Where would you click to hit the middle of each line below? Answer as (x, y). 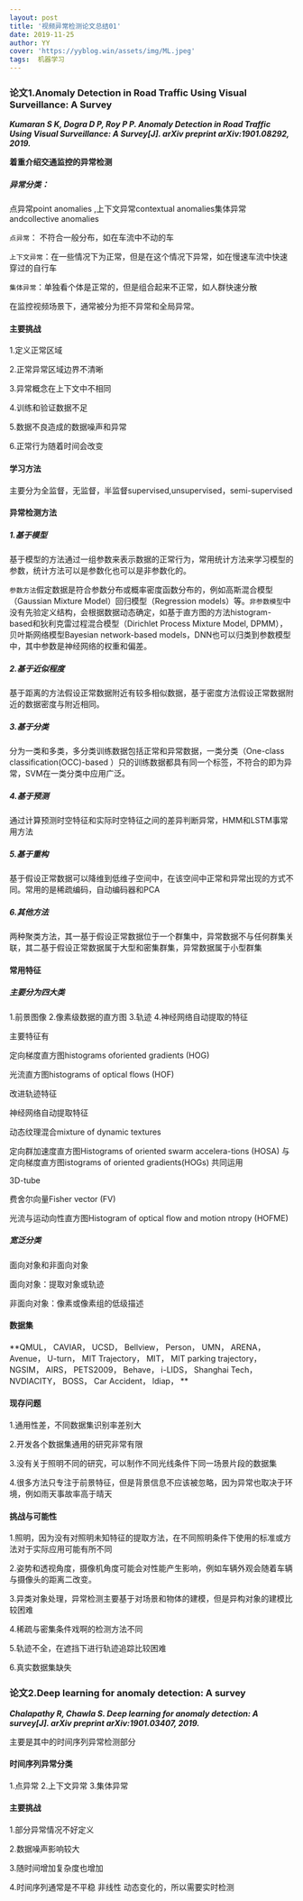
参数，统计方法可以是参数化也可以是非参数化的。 (100, 571)
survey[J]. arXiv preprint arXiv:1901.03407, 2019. (105, 1722)
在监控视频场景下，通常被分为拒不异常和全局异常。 (104, 307)
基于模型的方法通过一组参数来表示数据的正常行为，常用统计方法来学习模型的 (151, 559)
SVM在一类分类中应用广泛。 (78, 774)
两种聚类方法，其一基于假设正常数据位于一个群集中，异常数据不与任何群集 (147, 937)
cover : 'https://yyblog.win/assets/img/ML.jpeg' (102, 51)
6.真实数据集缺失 (41, 1667)
